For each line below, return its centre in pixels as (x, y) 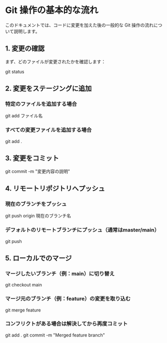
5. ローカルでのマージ (38, 258)
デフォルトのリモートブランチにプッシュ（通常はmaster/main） (82, 230)
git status (15, 71)
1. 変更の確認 (25, 49)
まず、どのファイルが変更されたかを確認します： (55, 61)
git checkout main (24, 285)
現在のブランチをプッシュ (36, 204)
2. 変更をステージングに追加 (48, 89)
